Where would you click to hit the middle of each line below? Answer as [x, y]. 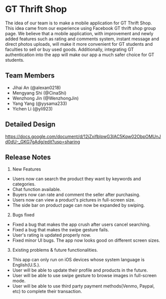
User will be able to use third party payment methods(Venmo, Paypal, [83, 286]
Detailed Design [30, 125]
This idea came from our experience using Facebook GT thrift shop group [81, 28]
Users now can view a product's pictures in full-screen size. [74, 200]
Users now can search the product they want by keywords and [77, 179]
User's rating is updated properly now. [51, 235]
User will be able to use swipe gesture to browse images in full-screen [84, 276]
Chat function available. [37, 190]
